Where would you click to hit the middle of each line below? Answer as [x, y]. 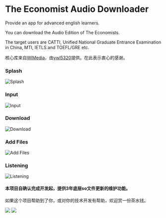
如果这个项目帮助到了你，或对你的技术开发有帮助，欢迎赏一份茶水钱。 [77, 200]
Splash [14, 71]
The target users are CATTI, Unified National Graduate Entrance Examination [83, 42]
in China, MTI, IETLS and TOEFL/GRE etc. [47, 47]
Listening [17, 166]
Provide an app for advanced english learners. [53, 23]
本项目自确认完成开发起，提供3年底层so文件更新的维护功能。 [68, 188]
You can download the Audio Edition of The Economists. [62, 32]
